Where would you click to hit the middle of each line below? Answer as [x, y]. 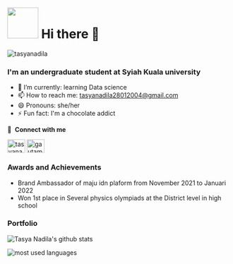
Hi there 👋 [71, 34]
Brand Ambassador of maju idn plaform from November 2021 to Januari [122, 183]
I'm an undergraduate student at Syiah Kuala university [104, 72]
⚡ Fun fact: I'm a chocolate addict [66, 114]
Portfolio [23, 224]
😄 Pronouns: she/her [48, 105]
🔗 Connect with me [37, 130]
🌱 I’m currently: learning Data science [72, 88]
